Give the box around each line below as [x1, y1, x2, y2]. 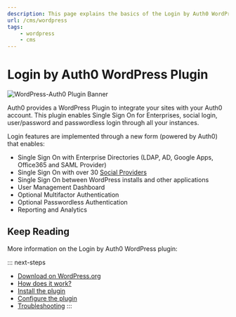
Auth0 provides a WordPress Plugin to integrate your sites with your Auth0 [7, 103, 223, 112]
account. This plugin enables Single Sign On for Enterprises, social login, [7, 111, 218, 119]
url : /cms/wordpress [7, 17, 68, 24]
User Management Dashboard [17, 183, 105, 192]
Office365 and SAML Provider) [17, 161, 107, 169]
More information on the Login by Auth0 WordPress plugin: [7, 244, 178, 253]
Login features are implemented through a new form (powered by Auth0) [7, 132, 218, 141]
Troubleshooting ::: [17, 302, 72, 310]
